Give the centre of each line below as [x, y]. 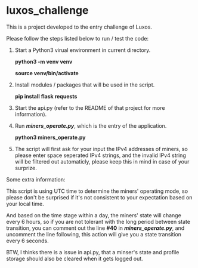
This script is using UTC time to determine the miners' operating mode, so [97, 191]
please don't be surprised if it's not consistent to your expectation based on [99, 197]
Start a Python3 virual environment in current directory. [83, 50]
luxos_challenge [47, 10]
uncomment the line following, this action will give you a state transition [94, 234]
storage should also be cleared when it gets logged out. [75, 258]
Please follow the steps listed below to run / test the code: [78, 38]
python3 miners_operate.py [50, 137]
